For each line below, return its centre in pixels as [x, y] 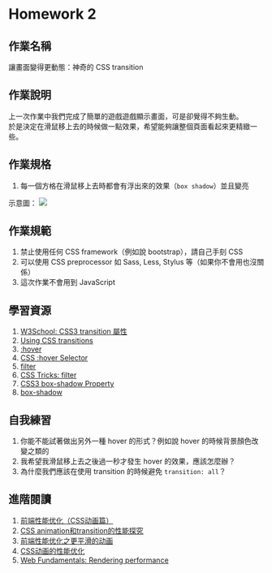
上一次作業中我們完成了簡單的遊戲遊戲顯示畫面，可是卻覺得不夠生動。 [126, 116]
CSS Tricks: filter [48, 375]
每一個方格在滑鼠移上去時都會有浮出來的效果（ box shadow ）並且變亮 [134, 185]
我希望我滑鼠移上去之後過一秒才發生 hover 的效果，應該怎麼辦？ [128, 461]
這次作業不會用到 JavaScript [67, 282]
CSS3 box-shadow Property [67, 384]
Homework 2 [52, 14]
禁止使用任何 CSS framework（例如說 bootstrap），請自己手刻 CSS [132, 252]
